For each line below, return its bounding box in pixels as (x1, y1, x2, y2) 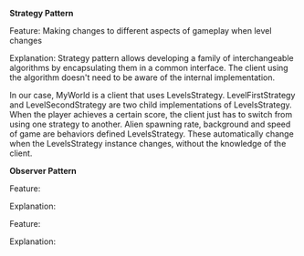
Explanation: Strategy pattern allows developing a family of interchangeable (9, 53, 294, 63)
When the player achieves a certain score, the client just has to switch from (9, 109, 293, 119)
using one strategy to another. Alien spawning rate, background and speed (9, 118, 291, 129)
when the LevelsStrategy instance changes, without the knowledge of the (9, 138, 287, 148)
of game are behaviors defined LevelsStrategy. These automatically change (9, 128, 294, 139)
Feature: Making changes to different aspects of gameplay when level (9, 26, 272, 36)
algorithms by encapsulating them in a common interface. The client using (9, 63, 289, 73)
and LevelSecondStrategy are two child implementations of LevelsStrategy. (9, 99, 292, 110)
